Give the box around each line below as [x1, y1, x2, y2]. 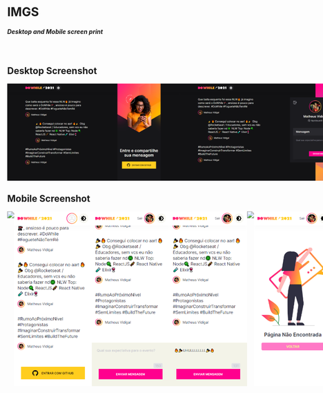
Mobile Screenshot [7, 193, 91, 204]
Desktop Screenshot [7, 65, 97, 77]
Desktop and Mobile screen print [7, 27, 104, 35]
